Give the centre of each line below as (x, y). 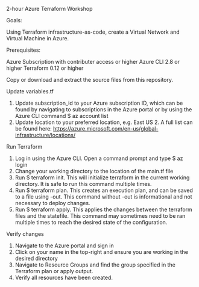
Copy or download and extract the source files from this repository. (90, 80)
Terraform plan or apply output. (54, 271)
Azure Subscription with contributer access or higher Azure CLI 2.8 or (93, 62)
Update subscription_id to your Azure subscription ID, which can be (99, 103)
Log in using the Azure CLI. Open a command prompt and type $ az (99, 158)
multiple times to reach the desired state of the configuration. (91, 222)
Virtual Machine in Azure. (38, 38)
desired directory (36, 258)
